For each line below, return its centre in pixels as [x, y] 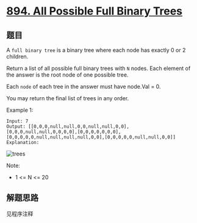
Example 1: [20, 110]
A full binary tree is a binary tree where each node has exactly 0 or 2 [96, 50]
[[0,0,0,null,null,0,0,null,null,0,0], [79, 126]
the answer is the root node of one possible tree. [67, 75]
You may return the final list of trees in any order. [68, 98]
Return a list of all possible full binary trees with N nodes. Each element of [99, 68]
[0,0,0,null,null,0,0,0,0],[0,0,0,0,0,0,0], [64, 132]
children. [17, 57]
